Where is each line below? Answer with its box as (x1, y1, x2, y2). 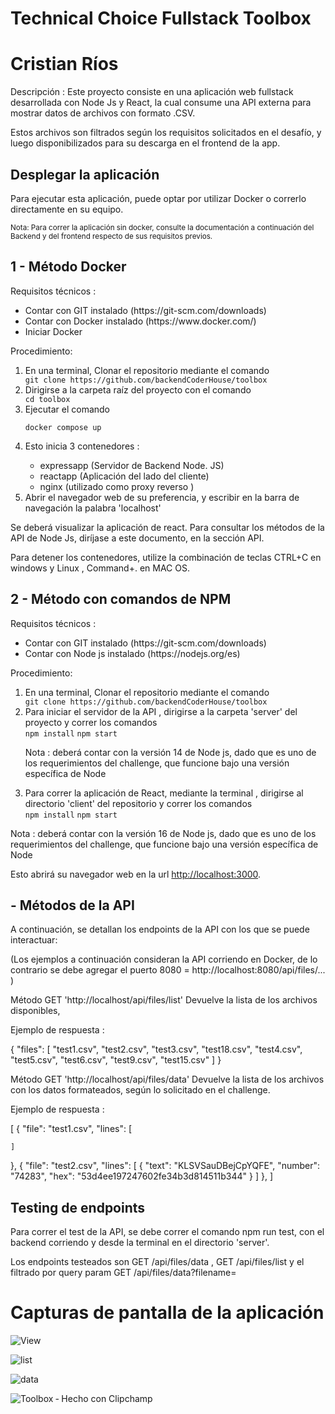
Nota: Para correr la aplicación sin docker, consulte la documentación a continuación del (10, 222, 315, 232)
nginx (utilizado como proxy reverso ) (39, 480, 195, 492)
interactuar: (10, 934, 58, 946)
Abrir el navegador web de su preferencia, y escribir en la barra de (24, 491, 300, 503)
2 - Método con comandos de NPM (10, 591, 232, 608)
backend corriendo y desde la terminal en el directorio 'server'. (10, 1237, 270, 1249)
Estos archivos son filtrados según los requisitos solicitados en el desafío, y (10, 127, 322, 139)
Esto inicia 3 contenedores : (24, 440, 140, 452)
